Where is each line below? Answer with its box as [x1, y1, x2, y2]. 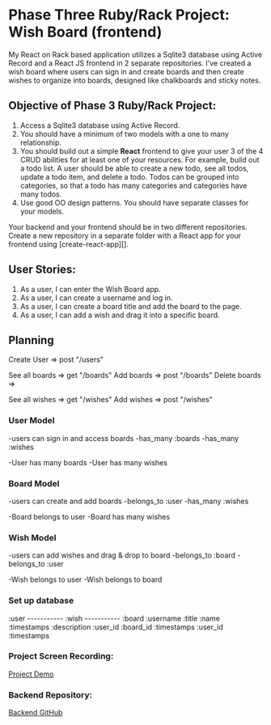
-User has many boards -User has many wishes [8, 457, 168, 467]
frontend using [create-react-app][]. [8, 239, 129, 248]
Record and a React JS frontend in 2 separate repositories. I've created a [8, 58, 252, 68]
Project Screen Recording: [8, 651, 114, 662]
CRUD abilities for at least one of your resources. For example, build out [19, 155, 260, 164]
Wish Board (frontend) [8, 23, 163, 41]
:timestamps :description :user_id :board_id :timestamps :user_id [8, 621, 224, 632]
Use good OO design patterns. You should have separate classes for [19, 197, 249, 207]
